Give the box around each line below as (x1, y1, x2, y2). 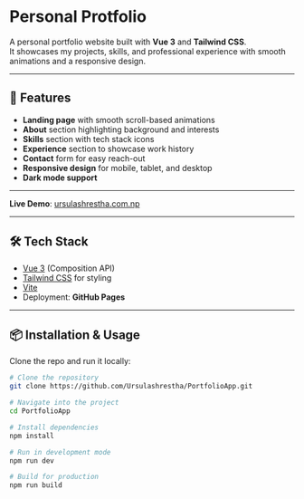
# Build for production (9, 473, 100, 482)
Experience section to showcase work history (22, 143, 195, 154)
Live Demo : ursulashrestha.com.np (9, 197, 140, 209)
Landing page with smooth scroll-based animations (22, 114, 215, 125)
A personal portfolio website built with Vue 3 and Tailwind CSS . (9, 36, 247, 47)
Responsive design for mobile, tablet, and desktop (22, 162, 213, 173)
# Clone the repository (9, 373, 100, 382)
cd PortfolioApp (9, 407, 71, 416)
